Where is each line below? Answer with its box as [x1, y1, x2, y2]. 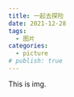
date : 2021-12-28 [8, 19, 67, 27]
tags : [8, 27, 27, 35]
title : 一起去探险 [8, 11, 64, 20]
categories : [8, 42, 48, 50]
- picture [15, 49, 48, 57]
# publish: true [8, 57, 63, 65]
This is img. [8, 78, 47, 89]
